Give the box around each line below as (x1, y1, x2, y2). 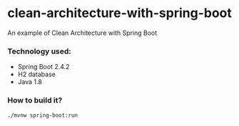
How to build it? (7, 95, 63, 105)
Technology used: (7, 46, 71, 56)
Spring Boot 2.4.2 (17, 63, 70, 71)
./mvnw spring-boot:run (7, 112, 78, 119)
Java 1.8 (17, 78, 43, 86)
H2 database (17, 70, 56, 79)
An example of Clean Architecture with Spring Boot (7, 28, 158, 37)
